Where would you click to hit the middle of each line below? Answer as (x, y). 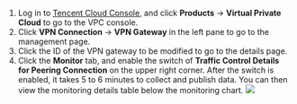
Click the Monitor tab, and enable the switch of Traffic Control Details (148, 61)
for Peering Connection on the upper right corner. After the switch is (146, 70)
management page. (54, 41)
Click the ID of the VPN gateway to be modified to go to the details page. (153, 51)
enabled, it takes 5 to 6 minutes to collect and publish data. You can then (153, 79)
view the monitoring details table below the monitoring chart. (130, 90)
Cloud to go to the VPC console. (78, 22)
